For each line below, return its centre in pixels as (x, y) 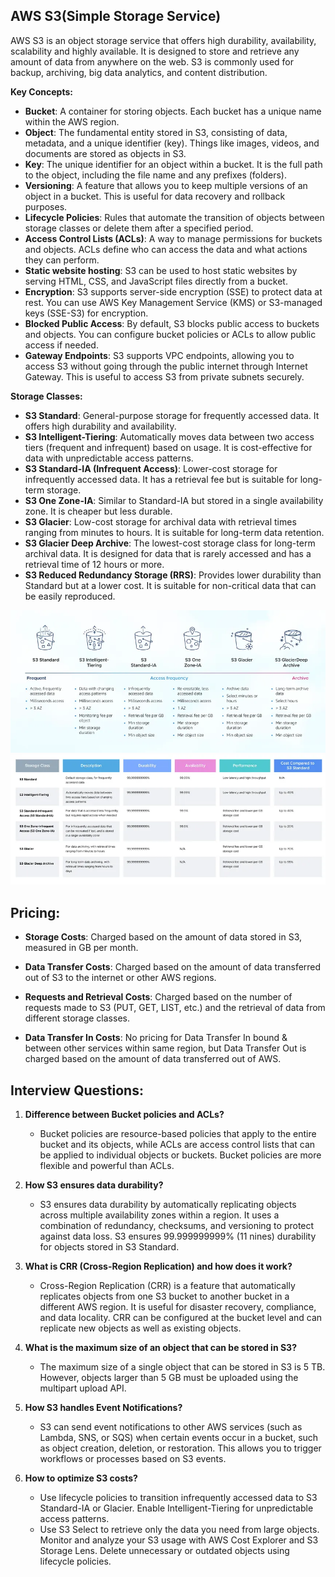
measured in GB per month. (81, 948)
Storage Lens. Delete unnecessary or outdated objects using (164, 1551)
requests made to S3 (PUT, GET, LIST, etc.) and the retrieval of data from (175, 1008)
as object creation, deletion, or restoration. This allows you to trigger (180, 1448)
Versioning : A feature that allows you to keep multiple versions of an (166, 185)
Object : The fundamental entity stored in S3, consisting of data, (156, 132)
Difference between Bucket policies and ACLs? (124, 1115)
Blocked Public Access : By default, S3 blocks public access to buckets (172, 323)
